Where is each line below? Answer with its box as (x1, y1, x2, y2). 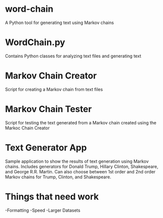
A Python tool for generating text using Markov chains (5, 20, 114, 25)
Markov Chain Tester (5, 104, 92, 115)
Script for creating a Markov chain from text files (5, 86, 103, 92)
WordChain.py (5, 37, 65, 48)
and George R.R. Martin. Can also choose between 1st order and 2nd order (5, 169, 156, 174)
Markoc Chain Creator (5, 125, 50, 131)
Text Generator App (5, 142, 87, 153)
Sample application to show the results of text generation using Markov (5, 158, 149, 164)
